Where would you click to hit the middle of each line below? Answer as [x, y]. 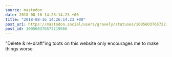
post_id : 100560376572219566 [36, 29]
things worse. [20, 49]
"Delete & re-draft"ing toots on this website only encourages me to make [82, 43]
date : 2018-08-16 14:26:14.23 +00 [42, 15]
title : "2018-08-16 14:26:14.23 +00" [46, 19]
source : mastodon [24, 10]
